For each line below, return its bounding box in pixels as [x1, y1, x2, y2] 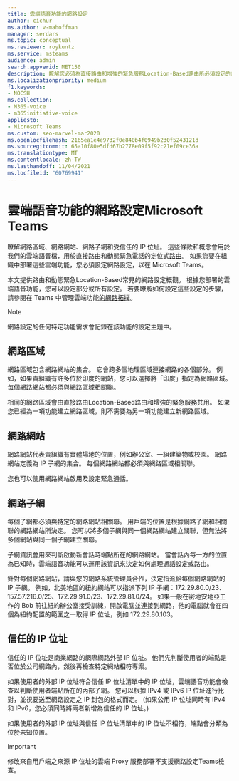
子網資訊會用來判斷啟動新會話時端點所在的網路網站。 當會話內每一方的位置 [7, 550, 228, 559]
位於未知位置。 [7, 728, 51, 736]
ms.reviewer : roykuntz [7, 43, 75, 51]
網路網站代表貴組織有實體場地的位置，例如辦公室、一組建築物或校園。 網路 [7, 450, 228, 459]
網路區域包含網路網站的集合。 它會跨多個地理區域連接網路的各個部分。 [7, 365, 215, 374]
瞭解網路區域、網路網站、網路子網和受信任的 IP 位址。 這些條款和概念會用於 [7, 242, 230, 251]
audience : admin [7, 57, 55, 64]
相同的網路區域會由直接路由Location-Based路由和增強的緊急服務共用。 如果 [7, 398, 230, 407]
